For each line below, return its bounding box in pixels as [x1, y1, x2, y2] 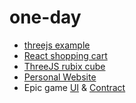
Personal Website [23, 71, 97, 83]
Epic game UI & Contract [23, 81, 126, 93]
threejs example [23, 39, 91, 51]
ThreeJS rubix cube [23, 60, 106, 72]
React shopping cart [23, 49, 108, 61]
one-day [9, 6, 82, 29]
